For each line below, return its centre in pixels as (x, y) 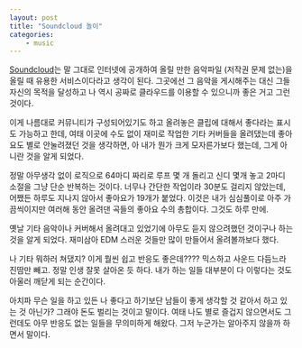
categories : (32, 34)
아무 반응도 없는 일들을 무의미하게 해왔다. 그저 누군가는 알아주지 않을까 (157, 323)
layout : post (34, 18)
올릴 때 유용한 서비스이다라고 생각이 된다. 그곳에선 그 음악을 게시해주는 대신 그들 (150, 81)
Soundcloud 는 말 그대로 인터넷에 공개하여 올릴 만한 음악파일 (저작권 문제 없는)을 (151, 69)
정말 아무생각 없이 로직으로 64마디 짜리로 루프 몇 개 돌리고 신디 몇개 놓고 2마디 (147, 176)
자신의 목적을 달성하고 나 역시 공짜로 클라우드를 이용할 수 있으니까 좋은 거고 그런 (150, 92)
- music (40, 43)
